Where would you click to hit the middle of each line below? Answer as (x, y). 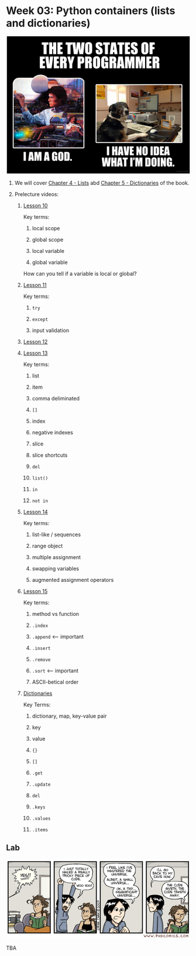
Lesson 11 (35, 285)
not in (40, 501)
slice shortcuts (50, 455)
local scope (46, 228)
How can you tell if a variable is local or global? (80, 273)
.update (41, 784)
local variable (48, 251)
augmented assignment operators (73, 580)
